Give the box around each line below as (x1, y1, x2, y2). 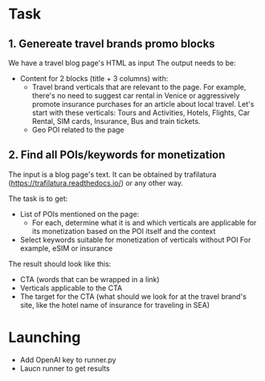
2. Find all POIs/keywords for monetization (8, 148, 226, 162)
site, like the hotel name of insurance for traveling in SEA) (19, 300, 210, 309)
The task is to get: (8, 194, 68, 203)
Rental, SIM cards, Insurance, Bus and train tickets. (31, 117, 201, 125)
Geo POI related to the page (31, 125, 124, 134)
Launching (8, 329, 81, 346)
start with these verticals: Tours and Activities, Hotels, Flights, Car (31, 108, 251, 117)
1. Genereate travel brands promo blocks (8, 37, 215, 51)
